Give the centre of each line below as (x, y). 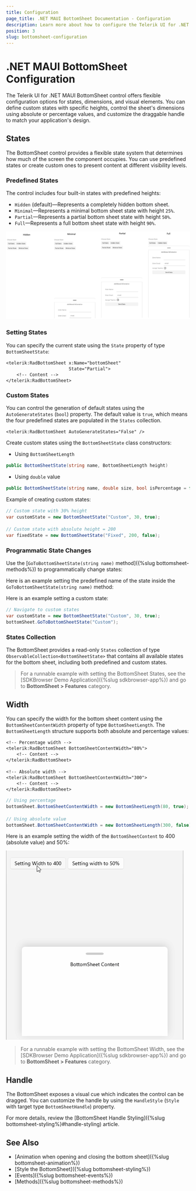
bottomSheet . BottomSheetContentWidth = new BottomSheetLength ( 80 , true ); (98, 806)
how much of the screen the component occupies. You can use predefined (96, 159)
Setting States (27, 333)
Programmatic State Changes (49, 550)
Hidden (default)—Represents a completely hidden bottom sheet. (92, 204)
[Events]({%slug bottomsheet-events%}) (64, 1175)
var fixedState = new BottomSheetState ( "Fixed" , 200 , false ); (83, 536)
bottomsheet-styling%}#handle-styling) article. (63, 1124)
